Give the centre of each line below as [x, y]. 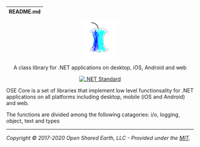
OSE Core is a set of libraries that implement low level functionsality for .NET [100, 90]
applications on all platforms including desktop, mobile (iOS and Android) [96, 97]
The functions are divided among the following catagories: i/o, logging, [93, 114]
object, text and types [33, 121]
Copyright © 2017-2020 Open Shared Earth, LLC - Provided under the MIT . [98, 138]
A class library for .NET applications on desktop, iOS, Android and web [100, 68]
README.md [25, 11]
